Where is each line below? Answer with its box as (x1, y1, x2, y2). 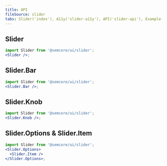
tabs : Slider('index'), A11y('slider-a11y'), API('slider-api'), (5, 16, 143, 21)
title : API (5, 7, 28, 12)
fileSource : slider (5, 12, 46, 17)
